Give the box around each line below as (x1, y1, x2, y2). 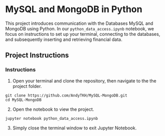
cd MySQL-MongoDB (5, 97, 42, 102)
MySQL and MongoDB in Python (5, 4, 143, 15)
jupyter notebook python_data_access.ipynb (5, 116, 98, 121)
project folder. (12, 83, 42, 89)
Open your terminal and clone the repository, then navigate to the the (12, 77, 156, 84)
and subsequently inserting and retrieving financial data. (5, 36, 123, 42)
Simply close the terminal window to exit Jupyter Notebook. (12, 125, 137, 131)
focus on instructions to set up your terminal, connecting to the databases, (5, 31, 160, 37)
